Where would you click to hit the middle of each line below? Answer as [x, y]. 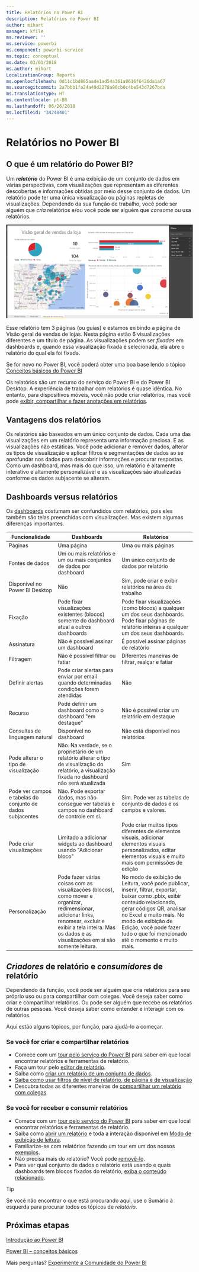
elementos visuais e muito [153, 856]
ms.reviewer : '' [26, 38]
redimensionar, [76, 908]
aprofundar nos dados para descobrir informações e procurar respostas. [95, 460]
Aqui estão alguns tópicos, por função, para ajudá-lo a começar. [85, 1027]
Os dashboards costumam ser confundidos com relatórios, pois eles [89, 511]
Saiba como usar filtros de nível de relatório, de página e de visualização [103, 1080]
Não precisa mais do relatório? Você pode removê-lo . [80, 1158]
